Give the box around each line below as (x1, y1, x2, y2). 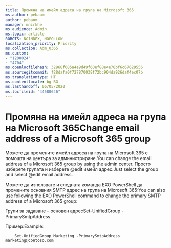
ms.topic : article (5, 31, 45, 37)
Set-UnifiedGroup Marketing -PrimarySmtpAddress (14, 234, 120, 239)
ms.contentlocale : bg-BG (5, 79, 58, 84)
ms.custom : (5, 50, 29, 56)
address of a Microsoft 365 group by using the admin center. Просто (5, 161, 151, 167)
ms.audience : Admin (5, 27, 47, 32)
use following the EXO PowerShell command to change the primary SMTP (5, 192, 161, 199)
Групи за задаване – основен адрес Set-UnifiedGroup (5, 208, 121, 214)
